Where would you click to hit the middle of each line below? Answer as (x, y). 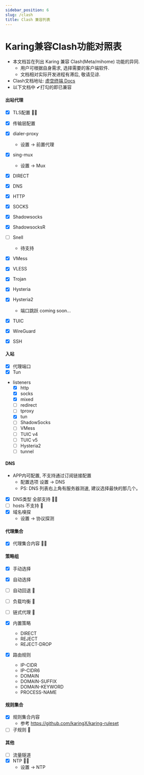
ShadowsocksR (29, 227)
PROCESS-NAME (39, 693)
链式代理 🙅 (24, 612)
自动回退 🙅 (24, 590)
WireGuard (24, 331)
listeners (22, 383)
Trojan (19, 279)
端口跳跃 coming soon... (45, 310)
